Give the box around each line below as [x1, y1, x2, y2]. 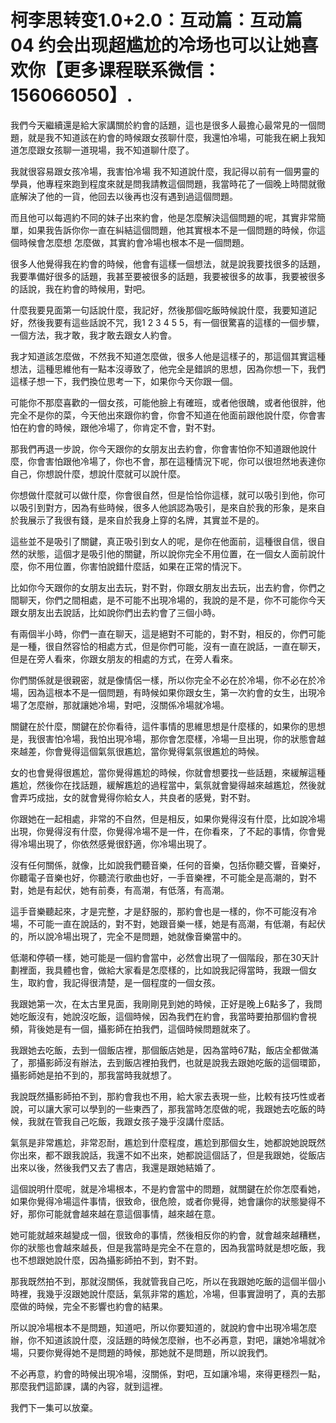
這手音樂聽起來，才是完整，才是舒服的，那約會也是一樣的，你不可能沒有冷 [10, 905, 317, 917]
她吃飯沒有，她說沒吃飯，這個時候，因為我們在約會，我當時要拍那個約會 [10, 1010, 308, 1022]
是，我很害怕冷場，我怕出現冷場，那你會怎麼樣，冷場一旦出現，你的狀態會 [10, 732, 317, 745]
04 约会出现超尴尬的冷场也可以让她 [10, 34, 302, 57]
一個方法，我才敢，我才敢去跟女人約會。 [10, 329, 177, 341]
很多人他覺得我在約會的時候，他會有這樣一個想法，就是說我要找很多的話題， [10, 257, 326, 270]
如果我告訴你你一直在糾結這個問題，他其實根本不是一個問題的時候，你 [27, 224, 317, 236]
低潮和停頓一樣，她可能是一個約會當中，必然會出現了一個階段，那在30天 [10, 951, 311, 963]
